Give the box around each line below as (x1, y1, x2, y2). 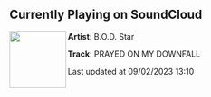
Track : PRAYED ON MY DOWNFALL (67, 48, 201, 59)
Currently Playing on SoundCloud (9, 7, 203, 22)
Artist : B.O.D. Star (67, 31, 135, 41)
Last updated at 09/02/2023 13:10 (67, 66, 195, 76)
